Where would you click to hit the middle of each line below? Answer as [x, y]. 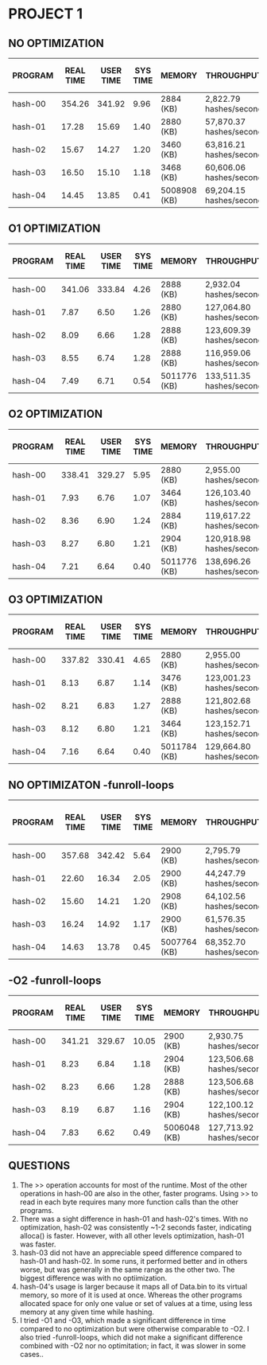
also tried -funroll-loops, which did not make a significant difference [131, 1337]
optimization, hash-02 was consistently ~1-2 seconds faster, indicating [135, 1227]
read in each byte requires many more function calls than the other [129, 1202]
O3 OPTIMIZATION [56, 600]
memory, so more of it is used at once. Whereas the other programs [131, 1295]
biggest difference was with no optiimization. [93, 1277]
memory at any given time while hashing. [87, 1312]
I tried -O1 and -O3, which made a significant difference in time [123, 1320]
